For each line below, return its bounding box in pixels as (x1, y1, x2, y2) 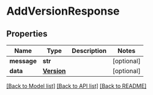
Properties (6, 29, 48, 39)
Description (72, 47, 107, 55)
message (9, 57, 37, 65)
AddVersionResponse (6, 4, 120, 18)
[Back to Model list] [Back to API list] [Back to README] (6, 82, 147, 90)
